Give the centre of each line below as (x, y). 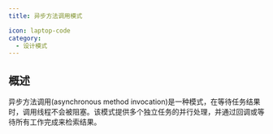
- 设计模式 (32, 45)
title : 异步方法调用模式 (45, 16)
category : (25, 38)
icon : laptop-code (39, 30)
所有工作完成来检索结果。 (58, 122)
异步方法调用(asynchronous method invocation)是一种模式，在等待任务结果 (134, 102)
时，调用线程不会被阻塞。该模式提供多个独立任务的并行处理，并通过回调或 (133, 112)
